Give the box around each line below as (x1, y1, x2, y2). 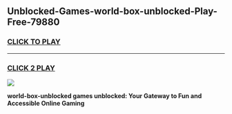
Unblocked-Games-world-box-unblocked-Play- (7, 6, 217, 17)
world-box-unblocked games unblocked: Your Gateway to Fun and (7, 91, 202, 99)
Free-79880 (7, 17, 60, 28)
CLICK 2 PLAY (7, 63, 55, 73)
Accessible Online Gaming (7, 99, 85, 107)
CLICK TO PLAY (7, 37, 61, 47)
